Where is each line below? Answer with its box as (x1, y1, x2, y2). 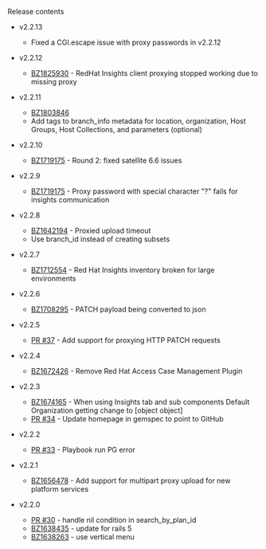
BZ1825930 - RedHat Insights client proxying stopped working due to (30, 69, 258, 78)
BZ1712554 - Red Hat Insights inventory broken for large (30, 265, 215, 274)
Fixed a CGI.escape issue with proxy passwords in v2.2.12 (30, 37, 221, 47)
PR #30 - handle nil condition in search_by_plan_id (30, 516, 197, 524)
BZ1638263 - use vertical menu (30, 532, 135, 541)
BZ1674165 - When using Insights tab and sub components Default (30, 398, 250, 406)
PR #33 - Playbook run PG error (30, 445, 136, 454)
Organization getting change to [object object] (30, 406, 183, 415)
